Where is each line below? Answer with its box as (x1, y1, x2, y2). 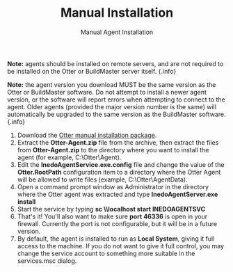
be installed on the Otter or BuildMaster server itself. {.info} (7, 67, 177, 75)
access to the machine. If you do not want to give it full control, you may (17, 241, 225, 250)
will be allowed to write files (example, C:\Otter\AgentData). (17, 175, 188, 184)
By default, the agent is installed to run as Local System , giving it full (17, 234, 215, 243)
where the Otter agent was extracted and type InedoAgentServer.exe (17, 190, 218, 198)
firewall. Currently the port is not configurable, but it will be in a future (17, 219, 218, 227)
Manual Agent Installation (80, 28, 154, 36)
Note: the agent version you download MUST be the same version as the (7, 80, 216, 88)
